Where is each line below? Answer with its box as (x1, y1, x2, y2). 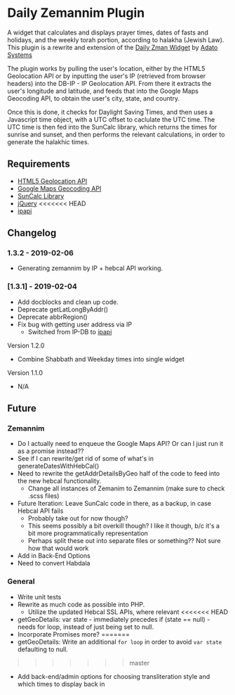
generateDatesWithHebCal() (17, 462, 100, 471)
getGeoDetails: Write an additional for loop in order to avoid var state (17, 637, 222, 646)
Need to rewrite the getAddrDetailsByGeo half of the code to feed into (17, 469, 220, 478)
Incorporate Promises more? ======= (17, 630, 130, 638)
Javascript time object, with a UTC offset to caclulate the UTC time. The (7, 115, 215, 124)
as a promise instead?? (17, 447, 84, 455)
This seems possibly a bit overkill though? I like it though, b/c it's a (27, 522, 220, 530)
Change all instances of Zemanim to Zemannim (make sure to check (27, 484, 225, 493)
